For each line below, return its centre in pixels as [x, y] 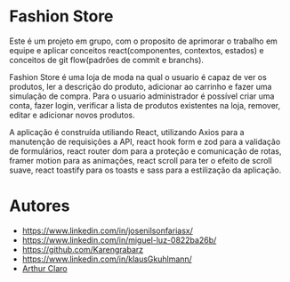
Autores [40, 206]
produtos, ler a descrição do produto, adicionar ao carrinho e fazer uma [141, 86]
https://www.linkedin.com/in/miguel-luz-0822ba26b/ [119, 240]
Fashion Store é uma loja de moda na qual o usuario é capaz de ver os [138, 77]
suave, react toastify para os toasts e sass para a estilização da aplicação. [145, 170]
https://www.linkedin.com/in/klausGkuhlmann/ [107, 259]
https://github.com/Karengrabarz [83, 249]
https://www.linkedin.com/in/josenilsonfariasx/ [107, 230]
